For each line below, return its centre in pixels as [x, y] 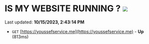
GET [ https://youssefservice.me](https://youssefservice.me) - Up [78, 31]
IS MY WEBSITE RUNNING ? [63, 9]
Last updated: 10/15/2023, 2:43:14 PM [45, 22]
